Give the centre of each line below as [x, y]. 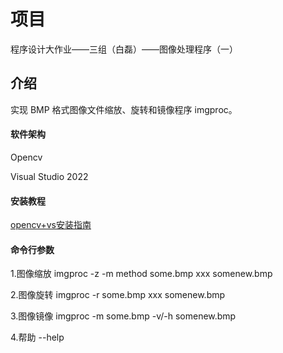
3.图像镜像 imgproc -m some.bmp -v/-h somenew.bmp [123, 316]
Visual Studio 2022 [49, 176]
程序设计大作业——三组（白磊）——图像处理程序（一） [124, 49]
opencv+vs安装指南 [51, 225]
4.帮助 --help [37, 337]
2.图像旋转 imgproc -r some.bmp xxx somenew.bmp [118, 295]
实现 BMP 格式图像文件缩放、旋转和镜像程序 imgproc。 [124, 109]
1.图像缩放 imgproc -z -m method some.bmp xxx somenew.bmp [141, 274]
